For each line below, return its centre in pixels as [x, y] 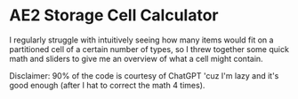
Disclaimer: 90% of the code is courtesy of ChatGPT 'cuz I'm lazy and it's [144, 75]
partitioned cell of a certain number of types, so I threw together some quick [149, 49]
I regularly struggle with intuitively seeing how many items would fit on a [141, 40]
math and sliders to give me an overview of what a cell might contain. [137, 58]
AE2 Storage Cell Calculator [114, 15]
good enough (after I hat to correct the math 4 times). [107, 85]
